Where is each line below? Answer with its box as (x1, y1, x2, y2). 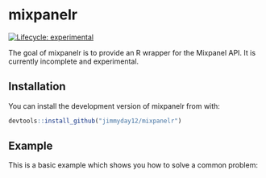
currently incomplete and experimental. (8, 56, 139, 66)
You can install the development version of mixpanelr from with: (8, 101, 220, 110)
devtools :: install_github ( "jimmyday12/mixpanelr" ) (8, 117, 182, 125)
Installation (8, 80, 66, 93)
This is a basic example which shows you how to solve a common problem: (8, 160, 258, 170)
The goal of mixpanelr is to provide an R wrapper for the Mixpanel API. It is (8, 48, 256, 57)
